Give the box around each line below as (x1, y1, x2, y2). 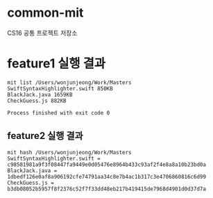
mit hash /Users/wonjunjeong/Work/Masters (7, 149, 132, 156)
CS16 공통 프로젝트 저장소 (7, 28, 78, 37)
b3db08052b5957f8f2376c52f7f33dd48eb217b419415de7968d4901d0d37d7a (7, 185, 207, 192)
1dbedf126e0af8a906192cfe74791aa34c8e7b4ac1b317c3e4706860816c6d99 (7, 173, 207, 180)
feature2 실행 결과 (7, 130, 83, 142)
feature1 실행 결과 (7, 56, 106, 72)
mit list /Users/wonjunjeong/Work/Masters (7, 79, 132, 86)
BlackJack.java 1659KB (7, 91, 73, 98)
